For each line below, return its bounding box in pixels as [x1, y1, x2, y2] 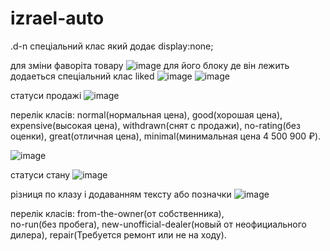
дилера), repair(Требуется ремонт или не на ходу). [10, 228, 227, 241]
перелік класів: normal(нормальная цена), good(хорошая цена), [10, 108, 283, 121]
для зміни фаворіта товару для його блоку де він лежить [10, 59, 290, 71]
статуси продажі [10, 89, 82, 101]
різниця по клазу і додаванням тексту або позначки [10, 188, 232, 200]
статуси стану [10, 168, 71, 181]
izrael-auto [10, 7, 105, 30]
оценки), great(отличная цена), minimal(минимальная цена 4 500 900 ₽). [10, 130, 322, 142]
